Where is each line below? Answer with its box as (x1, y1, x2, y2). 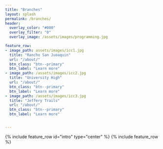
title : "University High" (9, 75, 62, 80)
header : (5, 21, 21, 26)
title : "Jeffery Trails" (9, 98, 60, 103)
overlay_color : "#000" (9, 25, 56, 30)
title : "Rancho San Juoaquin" (9, 52, 71, 57)
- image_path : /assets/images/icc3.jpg (5, 94, 86, 99)
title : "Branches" (5, 7, 42, 12)
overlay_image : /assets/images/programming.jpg (9, 35, 108, 40)
